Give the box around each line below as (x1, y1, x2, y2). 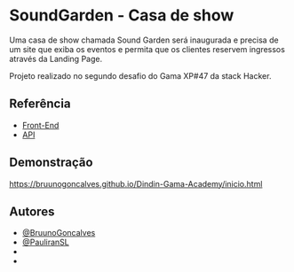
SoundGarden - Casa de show (9, 5, 234, 26)
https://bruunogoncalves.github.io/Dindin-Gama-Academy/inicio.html (9, 178, 263, 189)
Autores (9, 204, 55, 219)
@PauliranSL (21, 237, 69, 248)
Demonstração (9, 155, 93, 170)
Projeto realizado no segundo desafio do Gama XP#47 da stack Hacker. (9, 70, 272, 81)
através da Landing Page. (9, 53, 103, 64)
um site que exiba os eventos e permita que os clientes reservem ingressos (9, 43, 286, 54)
